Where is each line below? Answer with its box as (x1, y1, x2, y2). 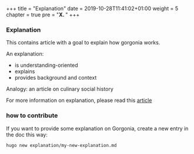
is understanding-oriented (14, 61, 78, 69)
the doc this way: (6, 131, 48, 138)
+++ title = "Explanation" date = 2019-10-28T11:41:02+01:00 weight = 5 (6, 5, 179, 12)
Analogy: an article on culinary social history (6, 85, 113, 93)
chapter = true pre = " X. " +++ (6, 11, 80, 18)
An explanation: (6, 50, 44, 57)
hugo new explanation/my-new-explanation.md (6, 142, 117, 148)
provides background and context (14, 74, 97, 81)
